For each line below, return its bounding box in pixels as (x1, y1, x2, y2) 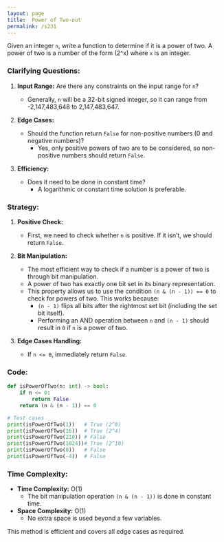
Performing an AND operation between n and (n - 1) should (37, 316, 210, 324)
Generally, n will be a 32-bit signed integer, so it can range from (27, 95, 208, 103)
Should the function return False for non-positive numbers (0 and (27, 129, 213, 138)
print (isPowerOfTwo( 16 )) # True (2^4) (7, 427, 122, 434)
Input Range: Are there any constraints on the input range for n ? (16, 82, 199, 90)
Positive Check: (16, 217, 64, 226)
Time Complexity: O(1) (16, 485, 82, 493)
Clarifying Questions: (7, 66, 80, 76)
